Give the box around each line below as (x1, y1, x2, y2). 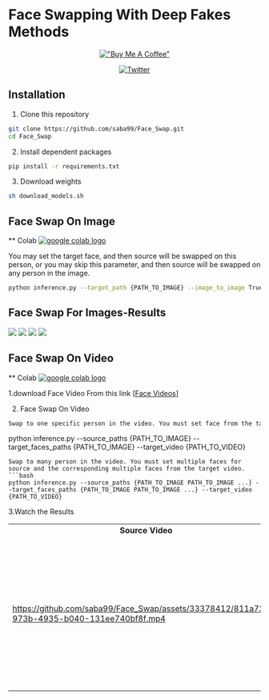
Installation (8, 88, 66, 102)
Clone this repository (19, 109, 90, 119)
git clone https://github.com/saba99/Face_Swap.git (8, 124, 184, 133)
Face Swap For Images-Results (8, 306, 167, 320)
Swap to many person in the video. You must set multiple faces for (8, 458, 242, 466)
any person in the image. (8, 269, 90, 278)
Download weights (19, 176, 82, 186)
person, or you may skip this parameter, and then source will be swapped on (8, 260, 261, 269)
